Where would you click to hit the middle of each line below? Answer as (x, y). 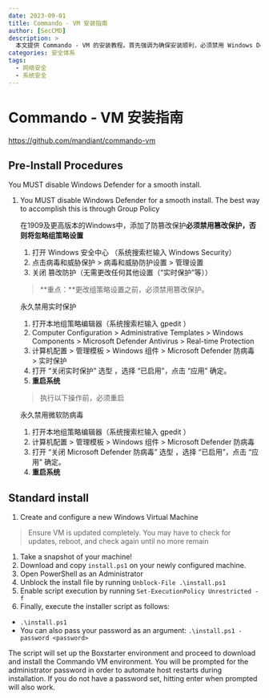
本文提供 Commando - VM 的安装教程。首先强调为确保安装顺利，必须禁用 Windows (134, 46)
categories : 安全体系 (42, 53)
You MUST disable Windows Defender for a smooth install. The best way (140, 201)
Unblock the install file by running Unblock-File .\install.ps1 (123, 582)
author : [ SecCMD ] (37, 30)
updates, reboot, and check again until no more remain (118, 542)
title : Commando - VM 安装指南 (58, 23)
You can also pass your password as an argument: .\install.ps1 (127, 631)
